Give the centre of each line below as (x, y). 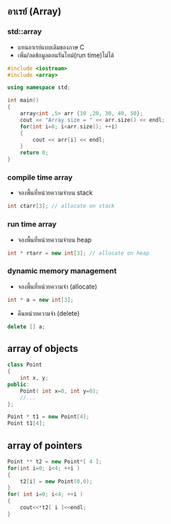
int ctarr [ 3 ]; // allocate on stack (61, 206)
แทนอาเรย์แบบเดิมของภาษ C (51, 47)
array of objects (43, 348)
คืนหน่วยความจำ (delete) (49, 313)
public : (19, 384)
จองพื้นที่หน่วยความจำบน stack (55, 193)
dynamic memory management (62, 271)
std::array (25, 32)
